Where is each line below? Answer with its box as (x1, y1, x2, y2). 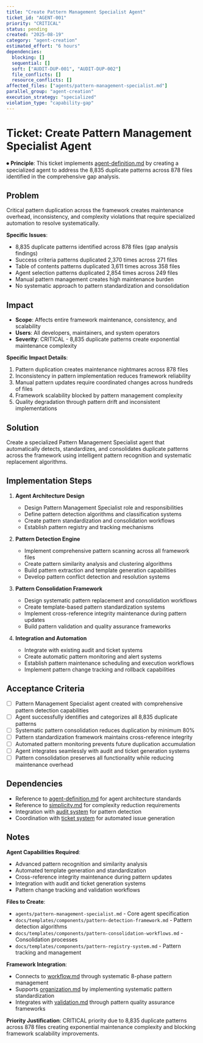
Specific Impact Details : (6, 354, 68, 361)
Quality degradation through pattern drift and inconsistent (15, 398, 160, 406)
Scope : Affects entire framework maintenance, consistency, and (15, 316, 177, 324)
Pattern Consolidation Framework (15, 585, 102, 592)
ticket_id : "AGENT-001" (6, 15, 67, 21)
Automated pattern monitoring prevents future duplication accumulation (15, 740, 196, 747)
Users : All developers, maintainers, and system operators (15, 329, 160, 337)
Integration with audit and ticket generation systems (15, 879, 146, 887)
